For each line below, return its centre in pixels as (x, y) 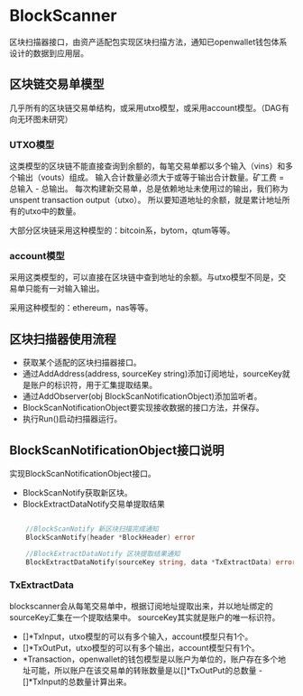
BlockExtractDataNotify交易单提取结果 (93, 504)
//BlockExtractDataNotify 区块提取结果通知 (103, 553)
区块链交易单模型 (57, 84)
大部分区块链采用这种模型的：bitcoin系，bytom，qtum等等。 (122, 230)
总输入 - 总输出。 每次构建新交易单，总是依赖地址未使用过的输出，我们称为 (149, 189)
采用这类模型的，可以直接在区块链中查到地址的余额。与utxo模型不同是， (144, 277)
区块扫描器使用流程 (63, 339)
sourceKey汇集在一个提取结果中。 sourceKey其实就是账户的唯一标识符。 (145, 617)
